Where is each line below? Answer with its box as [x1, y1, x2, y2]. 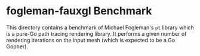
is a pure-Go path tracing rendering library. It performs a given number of [6, 30, 187, 37]
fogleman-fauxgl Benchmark [6, 4, 152, 18]
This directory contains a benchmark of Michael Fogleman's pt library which [6, 24, 194, 31]
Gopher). [6, 43, 29, 50]
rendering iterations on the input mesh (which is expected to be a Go [6, 36, 176, 43]
